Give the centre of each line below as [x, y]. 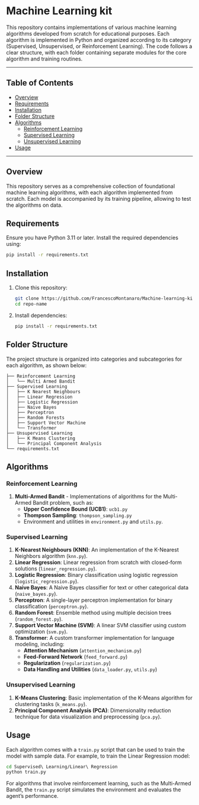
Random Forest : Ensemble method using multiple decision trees [93, 613]
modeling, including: [39, 644]
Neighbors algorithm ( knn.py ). [51, 556]
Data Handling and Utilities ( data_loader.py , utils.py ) [90, 669]
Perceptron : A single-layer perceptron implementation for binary [94, 600]
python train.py [26, 772]
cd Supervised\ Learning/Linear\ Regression [62, 766]
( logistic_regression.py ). [46, 581]
